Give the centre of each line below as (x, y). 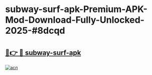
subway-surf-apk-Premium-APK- (77, 9)
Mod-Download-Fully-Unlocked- (75, 20)
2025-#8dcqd (35, 31)
